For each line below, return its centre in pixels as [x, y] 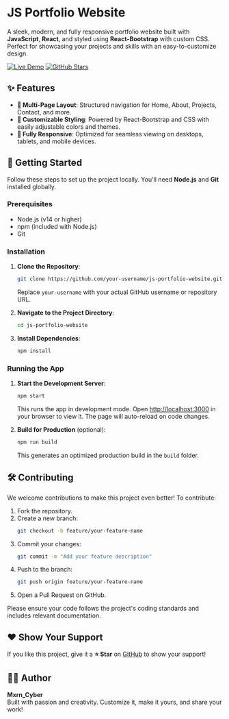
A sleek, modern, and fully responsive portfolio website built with [98, 32]
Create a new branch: [48, 518]
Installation [26, 252]
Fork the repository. [45, 511]
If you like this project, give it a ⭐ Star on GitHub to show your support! [107, 654]
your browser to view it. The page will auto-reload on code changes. [113, 416]
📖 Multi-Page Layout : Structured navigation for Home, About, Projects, [117, 105]
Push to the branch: [45, 570]
